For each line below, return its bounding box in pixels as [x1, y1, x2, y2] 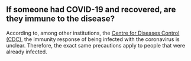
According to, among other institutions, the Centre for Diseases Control [6, 29, 180, 36]
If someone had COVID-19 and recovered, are [6, 5, 176, 15]
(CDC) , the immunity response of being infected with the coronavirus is [6, 35, 180, 43]
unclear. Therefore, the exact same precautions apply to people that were [6, 42, 185, 49]
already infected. [6, 48, 47, 55]
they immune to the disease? [6, 14, 115, 24]
